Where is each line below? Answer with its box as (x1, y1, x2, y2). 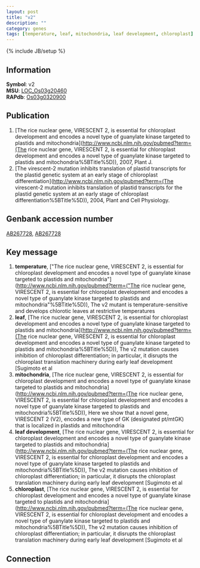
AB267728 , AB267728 (6, 230, 61, 237)
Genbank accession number (6, 214, 113, 224)
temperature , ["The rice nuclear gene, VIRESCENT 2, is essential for (14, 263, 184, 270)
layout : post (6, 8, 39, 15)
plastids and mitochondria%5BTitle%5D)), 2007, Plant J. (14, 158, 153, 165)
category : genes (6, 25, 47, 32)
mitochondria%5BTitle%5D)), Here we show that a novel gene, (14, 409, 169, 417)
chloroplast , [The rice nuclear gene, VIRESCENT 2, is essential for (14, 485, 179, 493)
